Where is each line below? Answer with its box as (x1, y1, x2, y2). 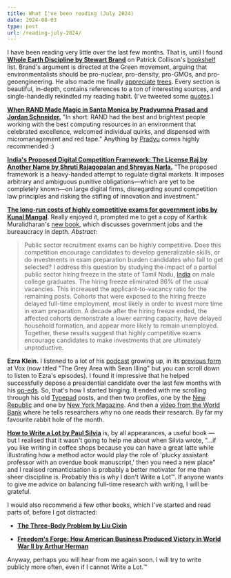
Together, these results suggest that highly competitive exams (23, 329, 201, 337)
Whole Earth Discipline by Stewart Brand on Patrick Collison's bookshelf (7, 56, 216, 64)
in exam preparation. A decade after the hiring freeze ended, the (23, 307, 208, 315)
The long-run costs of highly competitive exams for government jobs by (7, 206, 219, 214)
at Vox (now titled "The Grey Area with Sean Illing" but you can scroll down (7, 364, 220, 372)
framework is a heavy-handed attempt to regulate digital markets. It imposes (7, 170, 225, 179)
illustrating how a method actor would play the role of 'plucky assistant (7, 451, 208, 459)
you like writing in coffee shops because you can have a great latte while (7, 444, 214, 452)
